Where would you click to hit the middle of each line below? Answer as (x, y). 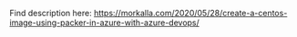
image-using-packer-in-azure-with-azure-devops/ (105, 23)
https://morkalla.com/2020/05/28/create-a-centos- (191, 13)
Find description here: (51, 13)
